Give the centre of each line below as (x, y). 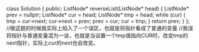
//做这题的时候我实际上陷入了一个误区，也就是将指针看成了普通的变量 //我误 (100, 28)
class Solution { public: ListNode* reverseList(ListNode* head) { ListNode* (98, 9)
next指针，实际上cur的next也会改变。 (52, 43)
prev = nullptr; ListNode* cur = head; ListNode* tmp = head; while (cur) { (96, 15)
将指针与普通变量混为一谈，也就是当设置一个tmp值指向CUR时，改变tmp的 (97, 35)
